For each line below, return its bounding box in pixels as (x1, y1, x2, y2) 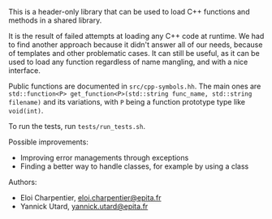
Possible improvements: (8, 137, 89, 147)
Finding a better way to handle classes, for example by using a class (19, 161, 249, 171)
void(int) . (8, 105, 44, 115)
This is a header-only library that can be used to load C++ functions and (8, 7, 250, 16)
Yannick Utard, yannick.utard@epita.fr (19, 202, 149, 211)
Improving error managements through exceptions (19, 153, 189, 162)
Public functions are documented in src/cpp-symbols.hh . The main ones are (8, 81, 261, 91)
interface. (8, 66, 41, 75)
